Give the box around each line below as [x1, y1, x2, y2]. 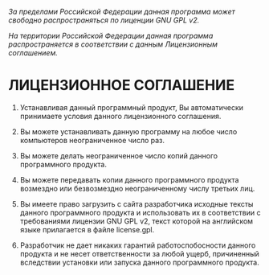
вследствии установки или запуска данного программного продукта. [19, 257, 259, 267]
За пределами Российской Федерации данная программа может [8, 7, 235, 16]
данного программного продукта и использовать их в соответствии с [19, 207, 261, 217]
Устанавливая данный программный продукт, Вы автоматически [19, 102, 243, 112]
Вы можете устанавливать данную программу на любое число [19, 126, 238, 136]
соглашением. [8, 48, 58, 57]
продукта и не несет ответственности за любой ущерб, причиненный [19, 248, 259, 258]
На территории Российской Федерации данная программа [8, 31, 214, 40]
